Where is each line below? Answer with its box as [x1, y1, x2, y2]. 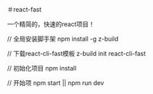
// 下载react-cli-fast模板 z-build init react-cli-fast [7, 50, 146, 57]
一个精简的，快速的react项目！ [7, 20, 95, 28]
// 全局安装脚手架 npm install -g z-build [7, 35, 119, 43]
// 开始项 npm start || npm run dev [7, 79, 105, 87]
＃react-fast [7, 6, 42, 13]
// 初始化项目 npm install [7, 64, 77, 72]
